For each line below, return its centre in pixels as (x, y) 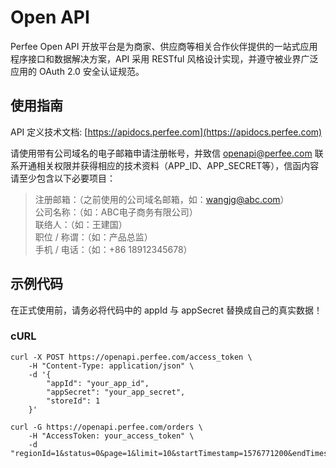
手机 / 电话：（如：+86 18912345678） (113, 249)
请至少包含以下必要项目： (63, 178)
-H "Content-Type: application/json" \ (111, 366)
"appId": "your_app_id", (98, 383)
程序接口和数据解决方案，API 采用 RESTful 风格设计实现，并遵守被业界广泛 (164, 58)
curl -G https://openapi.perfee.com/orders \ (106, 427)
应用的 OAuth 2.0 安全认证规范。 (77, 71)
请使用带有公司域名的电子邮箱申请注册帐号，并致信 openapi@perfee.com (161, 153)
